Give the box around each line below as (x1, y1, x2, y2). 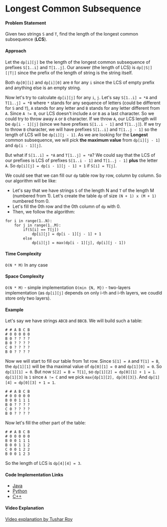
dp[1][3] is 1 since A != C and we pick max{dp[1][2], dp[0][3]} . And (5, 374, 148, 380)
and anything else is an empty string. (5, 85, 81, 91)
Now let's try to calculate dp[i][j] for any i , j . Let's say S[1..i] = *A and (5, 94, 158, 100)
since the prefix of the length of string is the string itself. (17, 70, 133, 76)
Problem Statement (5, 20, 46, 26)
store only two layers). (5, 295, 51, 301)
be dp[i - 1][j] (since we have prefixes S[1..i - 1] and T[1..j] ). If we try (5, 121, 161, 127)
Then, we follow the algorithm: (12, 208, 75, 214)
